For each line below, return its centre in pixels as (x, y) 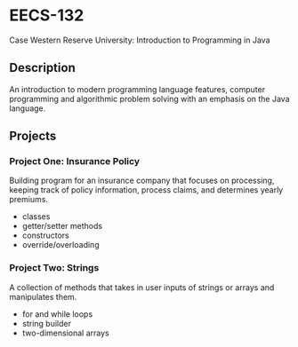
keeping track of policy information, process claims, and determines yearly (146, 190)
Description (42, 68)
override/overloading (60, 245)
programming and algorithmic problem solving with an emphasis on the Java (150, 99)
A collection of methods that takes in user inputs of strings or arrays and (142, 287)
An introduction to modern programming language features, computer (137, 89)
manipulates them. (43, 296)
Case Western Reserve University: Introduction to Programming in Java (140, 40)
